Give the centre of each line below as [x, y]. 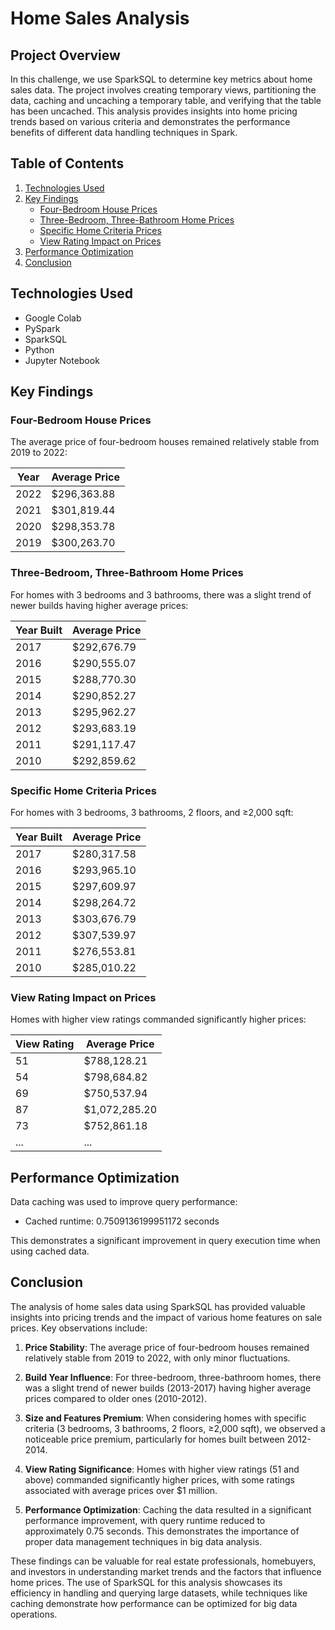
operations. [34, 1614]
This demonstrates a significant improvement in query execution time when [165, 1241]
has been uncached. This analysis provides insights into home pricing [154, 111]
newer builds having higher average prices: [99, 605]
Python [39, 349]
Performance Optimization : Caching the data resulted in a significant [168, 1509]
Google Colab [53, 318]
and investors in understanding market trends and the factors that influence [166, 1571]
